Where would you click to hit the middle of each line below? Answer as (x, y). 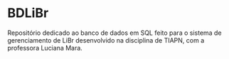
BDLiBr (28, 13)
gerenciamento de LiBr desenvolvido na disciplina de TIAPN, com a (106, 40)
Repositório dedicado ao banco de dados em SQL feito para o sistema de (114, 33)
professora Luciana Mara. (45, 48)
